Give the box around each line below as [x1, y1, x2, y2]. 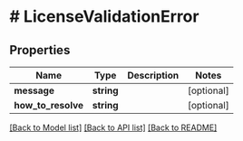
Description [127, 70, 180, 81]
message [14, 84, 54, 97]
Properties [9, 42, 71, 58]
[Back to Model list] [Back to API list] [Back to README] [9, 122, 218, 133]
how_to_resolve [14, 99, 84, 111]
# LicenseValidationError [9, 6, 199, 27]
